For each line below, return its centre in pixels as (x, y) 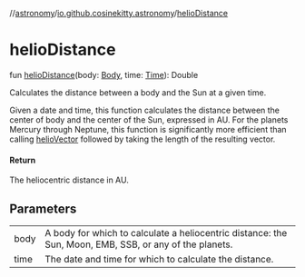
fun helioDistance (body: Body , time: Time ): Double (104, 74)
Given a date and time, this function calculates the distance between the (144, 110)
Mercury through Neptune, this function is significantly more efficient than (148, 129)
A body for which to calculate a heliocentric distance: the (166, 232)
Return (23, 160)
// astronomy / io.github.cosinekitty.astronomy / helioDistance (119, 13)
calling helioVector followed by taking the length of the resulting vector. (143, 139)
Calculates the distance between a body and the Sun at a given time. (138, 92)
